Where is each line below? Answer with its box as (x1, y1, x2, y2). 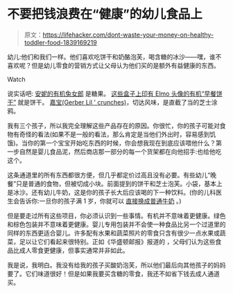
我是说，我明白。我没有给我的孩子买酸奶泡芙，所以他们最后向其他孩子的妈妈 (7, 260, 226, 269)
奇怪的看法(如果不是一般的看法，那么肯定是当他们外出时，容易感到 (19, 130, 210, 139)
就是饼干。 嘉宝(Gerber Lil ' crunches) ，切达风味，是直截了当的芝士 (17, 98, 212, 106)
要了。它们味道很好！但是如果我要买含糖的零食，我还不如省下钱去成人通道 (7, 269, 220, 278)
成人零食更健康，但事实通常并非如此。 (19, 246, 129, 254)
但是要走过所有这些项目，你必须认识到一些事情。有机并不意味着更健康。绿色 (7, 211, 226, 220)
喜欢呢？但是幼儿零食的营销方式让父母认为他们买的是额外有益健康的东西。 (7, 61, 220, 69)
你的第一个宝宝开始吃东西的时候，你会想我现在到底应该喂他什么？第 (27, 139, 223, 147)
